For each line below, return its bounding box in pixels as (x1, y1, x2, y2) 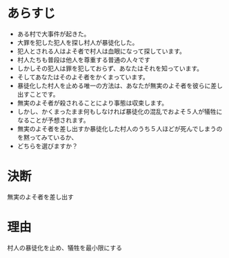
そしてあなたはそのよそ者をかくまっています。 (17, 72, 150, 81)
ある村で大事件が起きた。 (17, 30, 90, 38)
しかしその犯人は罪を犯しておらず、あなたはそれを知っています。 (17, 64, 203, 72)
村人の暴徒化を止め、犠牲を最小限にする (7, 244, 123, 252)
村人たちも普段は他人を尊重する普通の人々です (17, 55, 150, 63)
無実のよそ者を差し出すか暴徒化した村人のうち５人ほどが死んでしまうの (17, 124, 223, 132)
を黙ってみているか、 (17, 133, 78, 141)
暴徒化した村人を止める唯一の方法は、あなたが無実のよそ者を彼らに (17, 81, 211, 90)
